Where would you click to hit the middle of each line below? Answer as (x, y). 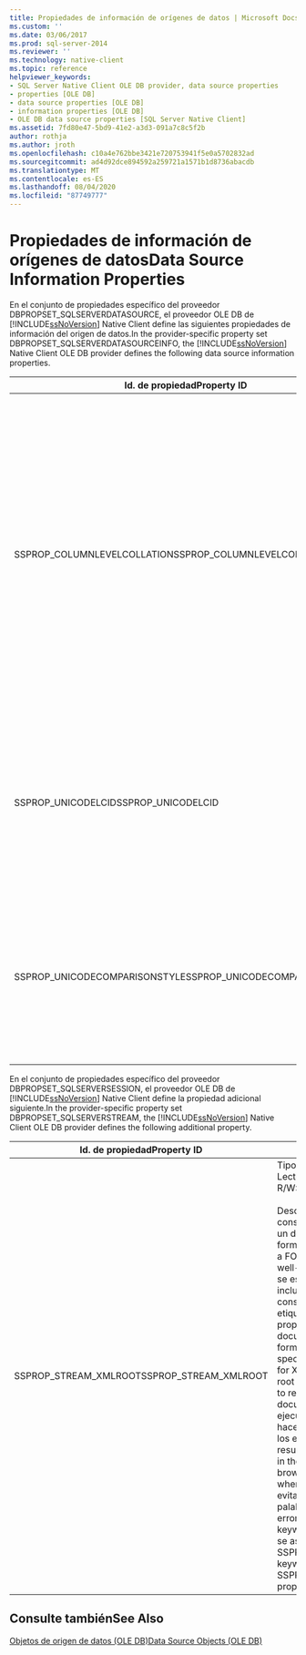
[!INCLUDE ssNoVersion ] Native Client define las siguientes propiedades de (150, 323)
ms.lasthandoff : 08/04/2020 (63, 188)
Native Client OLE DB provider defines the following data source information (152, 352)
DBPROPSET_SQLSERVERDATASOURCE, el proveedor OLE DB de (132, 314)
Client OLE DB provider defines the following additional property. (131, 1127)
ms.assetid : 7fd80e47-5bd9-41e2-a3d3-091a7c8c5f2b (107, 128)
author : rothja (38, 137)
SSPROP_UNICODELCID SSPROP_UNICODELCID (117, 802)
